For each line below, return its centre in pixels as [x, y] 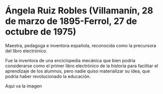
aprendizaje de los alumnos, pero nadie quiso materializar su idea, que [78, 71]
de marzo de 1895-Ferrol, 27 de [71, 21]
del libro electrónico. [26, 51]
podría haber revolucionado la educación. [48, 76]
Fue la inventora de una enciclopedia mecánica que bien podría [70, 60]
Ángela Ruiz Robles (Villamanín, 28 [79, 11]
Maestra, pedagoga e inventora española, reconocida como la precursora [81, 45]
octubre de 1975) [41, 32]
